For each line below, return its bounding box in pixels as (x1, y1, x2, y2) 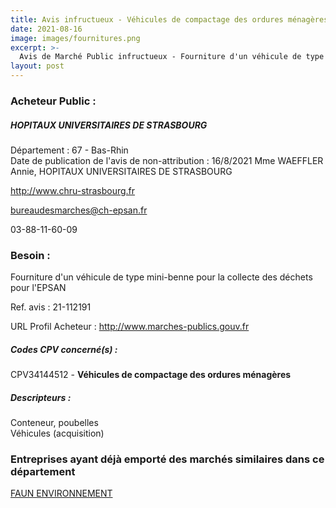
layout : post (10, 61, 65, 71)
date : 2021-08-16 (10, 24, 83, 34)
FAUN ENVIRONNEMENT (10, 487, 113, 500)
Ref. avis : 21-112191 (10, 301, 92, 313)
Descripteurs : (10, 391, 72, 403)
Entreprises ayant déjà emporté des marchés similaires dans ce (10, 452, 325, 466)
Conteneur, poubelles (10, 417, 99, 429)
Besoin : (10, 248, 51, 262)
